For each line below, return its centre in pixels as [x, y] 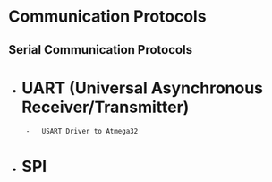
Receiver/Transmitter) [105, 107]
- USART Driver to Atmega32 [82, 131]
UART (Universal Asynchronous [142, 88]
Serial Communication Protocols [101, 50]
